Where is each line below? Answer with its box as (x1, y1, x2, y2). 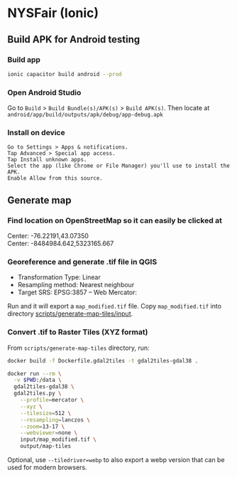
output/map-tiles (20, 443, 72, 450)
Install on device (7, 127, 65, 137)
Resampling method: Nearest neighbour (17, 281, 135, 289)
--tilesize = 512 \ (20, 409, 72, 417)
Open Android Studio (7, 87, 82, 97)
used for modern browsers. (7, 463, 87, 471)
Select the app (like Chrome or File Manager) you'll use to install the (7, 162, 231, 170)
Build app (7, 55, 41, 65)
